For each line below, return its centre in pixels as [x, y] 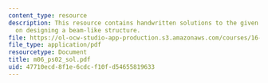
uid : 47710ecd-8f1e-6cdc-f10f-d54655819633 [82, 67]
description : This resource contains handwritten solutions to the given [134, 23]
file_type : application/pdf [55, 45]
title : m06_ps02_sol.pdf [49, 60]
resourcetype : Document [48, 52]
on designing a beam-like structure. [78, 30]
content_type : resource [48, 15]
